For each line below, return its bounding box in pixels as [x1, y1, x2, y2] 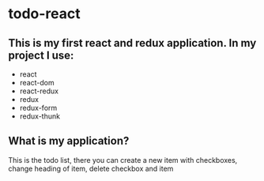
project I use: [8, 48, 74, 62]
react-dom [19, 78, 55, 87]
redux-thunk [19, 111, 61, 121]
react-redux [19, 86, 59, 96]
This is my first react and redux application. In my [8, 36, 257, 50]
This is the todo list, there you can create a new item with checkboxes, [8, 155, 238, 164]
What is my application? [8, 134, 130, 148]
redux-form [19, 104, 58, 112]
